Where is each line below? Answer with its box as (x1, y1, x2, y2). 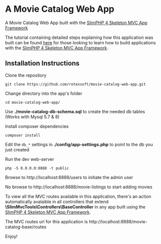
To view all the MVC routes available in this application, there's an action (5, 193, 151, 199)
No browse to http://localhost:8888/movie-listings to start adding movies (5, 183, 153, 190)
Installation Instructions (5, 59, 80, 67)
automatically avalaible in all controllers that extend (5, 198, 109, 205)
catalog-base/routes (5, 224, 47, 230)
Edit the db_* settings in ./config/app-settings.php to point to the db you (5, 141, 153, 147)
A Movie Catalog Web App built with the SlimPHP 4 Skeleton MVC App (5, 20, 148, 26)
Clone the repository (5, 72, 47, 78)
